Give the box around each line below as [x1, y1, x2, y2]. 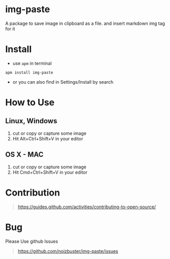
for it [5, 25, 15, 31]
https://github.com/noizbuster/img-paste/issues [17, 248, 118, 254]
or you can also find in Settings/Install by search [12, 79, 114, 85]
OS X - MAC [5, 151, 44, 159]
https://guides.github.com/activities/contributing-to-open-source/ [17, 204, 156, 210]
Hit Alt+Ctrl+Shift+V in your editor [12, 135, 84, 141]
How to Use [5, 97, 55, 108]
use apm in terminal [12, 60, 52, 66]
